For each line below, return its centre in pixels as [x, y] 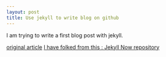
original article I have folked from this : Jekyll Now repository [83, 47]
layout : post [23, 12]
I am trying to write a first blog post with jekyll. [65, 35]
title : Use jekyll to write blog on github [63, 18]
